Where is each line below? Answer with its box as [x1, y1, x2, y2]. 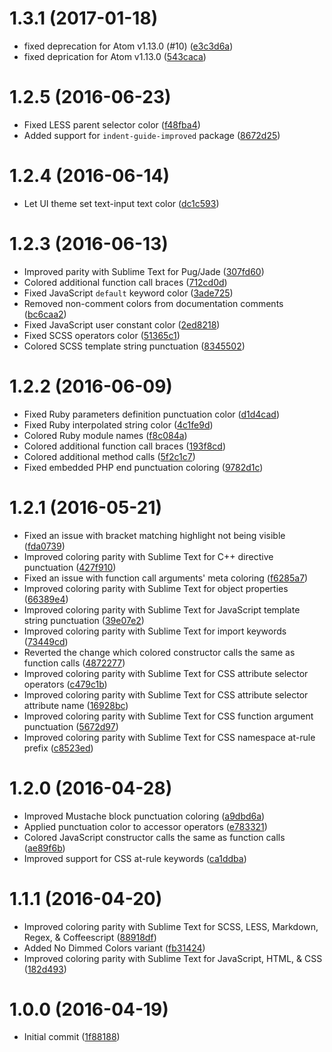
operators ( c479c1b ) [23, 678, 108, 690]
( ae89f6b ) [23, 842, 66, 854]
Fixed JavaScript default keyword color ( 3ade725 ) [23, 287, 234, 299]
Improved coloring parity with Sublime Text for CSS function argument [23, 710, 314, 722]
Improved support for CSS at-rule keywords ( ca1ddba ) [23, 852, 247, 864]
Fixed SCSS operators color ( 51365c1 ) [23, 329, 181, 341]
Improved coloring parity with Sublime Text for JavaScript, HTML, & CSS [23, 952, 323, 964]
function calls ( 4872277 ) [23, 657, 126, 669]
